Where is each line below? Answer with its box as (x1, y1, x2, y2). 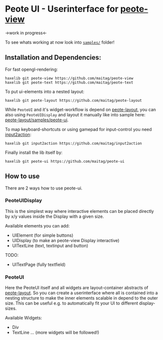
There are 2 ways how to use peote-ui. (5, 185, 82, 191)
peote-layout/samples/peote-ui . (5, 117, 69, 123)
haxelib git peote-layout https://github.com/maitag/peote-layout (5, 98, 142, 103)
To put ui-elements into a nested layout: (5, 89, 85, 94)
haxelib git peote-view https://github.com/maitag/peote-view (5, 76, 133, 81)
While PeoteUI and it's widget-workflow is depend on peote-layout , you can (5, 106, 156, 113)
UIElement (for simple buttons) (12, 232, 74, 238)
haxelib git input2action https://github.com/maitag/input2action (5, 141, 142, 146)
